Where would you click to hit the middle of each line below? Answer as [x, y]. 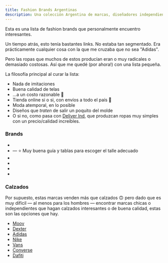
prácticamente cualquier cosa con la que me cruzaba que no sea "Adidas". [82, 49]
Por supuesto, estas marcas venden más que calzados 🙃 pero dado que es [83, 198]
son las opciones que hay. [32, 214]
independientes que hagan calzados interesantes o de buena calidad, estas [83, 208]
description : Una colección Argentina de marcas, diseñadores [71, 15]
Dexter [19, 229]
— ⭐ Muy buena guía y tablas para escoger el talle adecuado [75, 151]
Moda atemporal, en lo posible [44, 105]
